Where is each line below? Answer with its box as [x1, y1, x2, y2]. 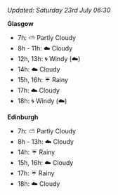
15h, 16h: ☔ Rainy [17, 76, 69, 83]
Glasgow [7, 20, 34, 27]
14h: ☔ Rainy [17, 148, 55, 156]
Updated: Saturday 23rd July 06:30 [7, 6, 111, 14]
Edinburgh [7, 113, 39, 121]
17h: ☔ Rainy [17, 169, 55, 177]
